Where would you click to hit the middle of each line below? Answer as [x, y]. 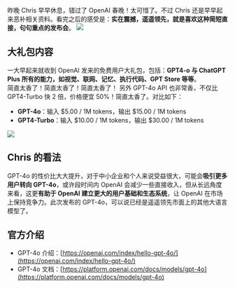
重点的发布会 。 [53, 28]
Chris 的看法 [34, 157]
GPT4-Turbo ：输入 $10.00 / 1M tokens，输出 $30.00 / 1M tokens [111, 120]
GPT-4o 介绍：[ [40, 253]
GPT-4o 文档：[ [40, 269]
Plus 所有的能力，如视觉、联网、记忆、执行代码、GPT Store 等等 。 [104, 78]
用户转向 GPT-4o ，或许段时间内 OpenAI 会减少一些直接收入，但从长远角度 [115, 184]
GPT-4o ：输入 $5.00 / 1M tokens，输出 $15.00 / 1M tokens [102, 111]
